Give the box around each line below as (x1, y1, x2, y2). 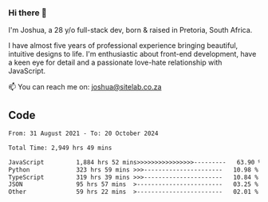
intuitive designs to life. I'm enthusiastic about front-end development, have (8, 50, 257, 59)
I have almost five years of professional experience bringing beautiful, (8, 41, 238, 50)
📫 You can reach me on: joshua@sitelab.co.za (8, 82, 162, 92)
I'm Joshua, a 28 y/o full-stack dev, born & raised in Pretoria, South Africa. (8, 26, 253, 35)
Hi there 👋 (8, 7, 48, 18)
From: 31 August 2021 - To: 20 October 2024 (8, 129, 159, 138)
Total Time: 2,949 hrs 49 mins (8, 144, 112, 152)
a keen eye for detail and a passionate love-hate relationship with (8, 57, 223, 67)
